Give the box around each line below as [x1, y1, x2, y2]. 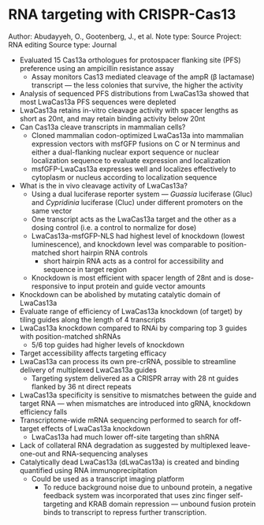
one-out [19, 449, 46, 458]
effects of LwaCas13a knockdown [40, 423, 151, 433]
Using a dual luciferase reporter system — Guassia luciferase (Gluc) [31, 189, 253, 199]
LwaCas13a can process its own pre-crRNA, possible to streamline [19, 356, 236, 366]
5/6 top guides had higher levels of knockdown [31, 340, 185, 349]
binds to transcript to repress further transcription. [43, 507, 207, 517]
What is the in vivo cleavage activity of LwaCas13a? [19, 181, 188, 190]
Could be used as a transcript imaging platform [31, 474, 184, 483]
